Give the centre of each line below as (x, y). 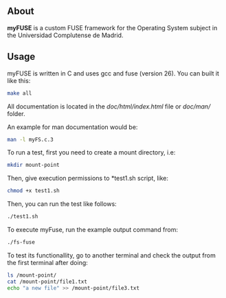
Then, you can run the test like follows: (62, 204)
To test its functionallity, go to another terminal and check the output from (112, 255)
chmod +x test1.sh (33, 191)
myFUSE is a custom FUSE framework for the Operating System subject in (112, 27)
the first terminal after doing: (47, 262)
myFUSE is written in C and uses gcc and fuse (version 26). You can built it (113, 73)
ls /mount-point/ (32, 275)
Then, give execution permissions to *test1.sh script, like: (88, 179)
